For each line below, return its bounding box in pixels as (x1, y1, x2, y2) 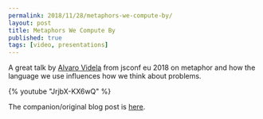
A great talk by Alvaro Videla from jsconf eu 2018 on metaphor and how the (8, 63, 256, 72)
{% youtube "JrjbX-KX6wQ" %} (8, 86, 112, 96)
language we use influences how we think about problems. (8, 71, 202, 81)
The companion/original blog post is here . (8, 102, 146, 112)
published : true (8, 33, 62, 42)
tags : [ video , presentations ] (8, 41, 109, 49)
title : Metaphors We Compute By (8, 26, 116, 34)
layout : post (8, 19, 52, 27)
